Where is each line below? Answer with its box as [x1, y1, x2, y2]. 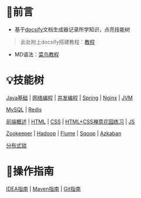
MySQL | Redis [6, 106, 42, 113]
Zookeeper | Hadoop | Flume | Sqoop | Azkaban [6, 130, 122, 137]
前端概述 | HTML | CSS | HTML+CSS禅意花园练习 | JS [6, 118, 135, 125]
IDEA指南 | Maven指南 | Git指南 [6, 185, 81, 192]
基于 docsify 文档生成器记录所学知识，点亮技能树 [14, 26, 130, 33]
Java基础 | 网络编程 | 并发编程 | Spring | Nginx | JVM [6, 94, 133, 101]
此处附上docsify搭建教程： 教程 [20, 38, 95, 45]
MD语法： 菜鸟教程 [14, 51, 60, 58]
